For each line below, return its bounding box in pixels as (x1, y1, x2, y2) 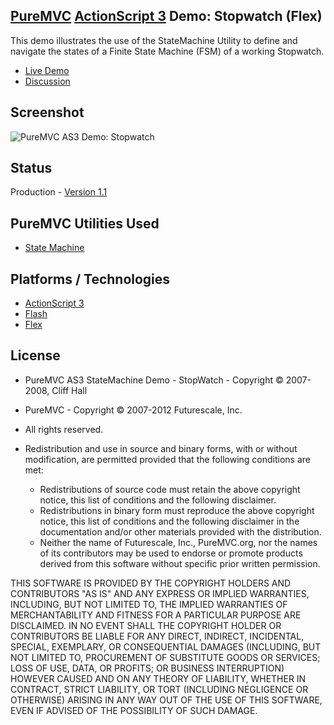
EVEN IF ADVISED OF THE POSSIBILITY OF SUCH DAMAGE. (10, 704, 258, 716)
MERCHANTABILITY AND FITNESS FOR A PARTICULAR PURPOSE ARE (10, 609, 302, 621)
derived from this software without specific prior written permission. (39, 557, 321, 569)
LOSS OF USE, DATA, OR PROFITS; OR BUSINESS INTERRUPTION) (10, 662, 285, 674)
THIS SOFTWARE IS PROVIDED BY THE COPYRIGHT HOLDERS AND (10, 577, 292, 589)
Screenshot (10, 104, 85, 121)
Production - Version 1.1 (10, 186, 108, 198)
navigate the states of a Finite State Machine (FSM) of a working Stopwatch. (10, 45, 325, 57)
